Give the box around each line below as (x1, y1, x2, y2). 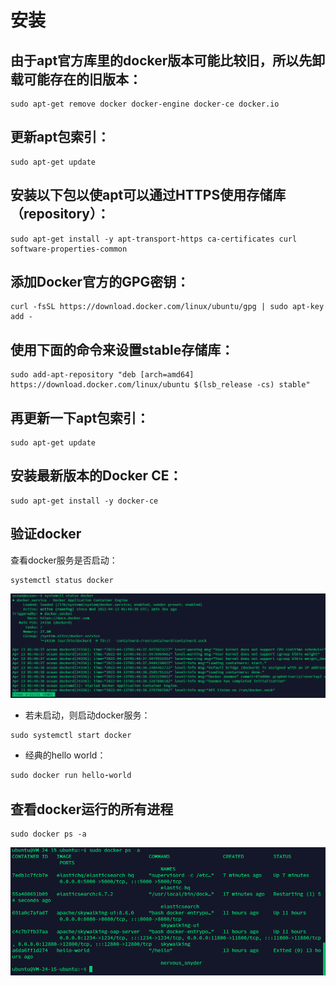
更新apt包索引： (10, 129, 111, 146)
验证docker (10, 526, 82, 543)
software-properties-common (10, 244, 128, 254)
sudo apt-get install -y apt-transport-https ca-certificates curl (10, 234, 298, 244)
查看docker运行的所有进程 (10, 801, 174, 818)
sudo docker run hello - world (10, 771, 132, 781)
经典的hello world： (24, 749, 107, 761)
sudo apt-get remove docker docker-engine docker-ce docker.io (10, 99, 280, 109)
